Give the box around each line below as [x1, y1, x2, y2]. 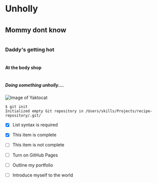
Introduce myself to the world [12, 172, 73, 178]
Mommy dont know [5, 26, 66, 34]
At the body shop [5, 64, 42, 70]
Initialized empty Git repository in [5, 108, 84, 114]
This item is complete [12, 132, 57, 138]
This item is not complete [12, 142, 65, 148]
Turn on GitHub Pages [12, 152, 58, 158]
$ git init [5, 104, 28, 109]
